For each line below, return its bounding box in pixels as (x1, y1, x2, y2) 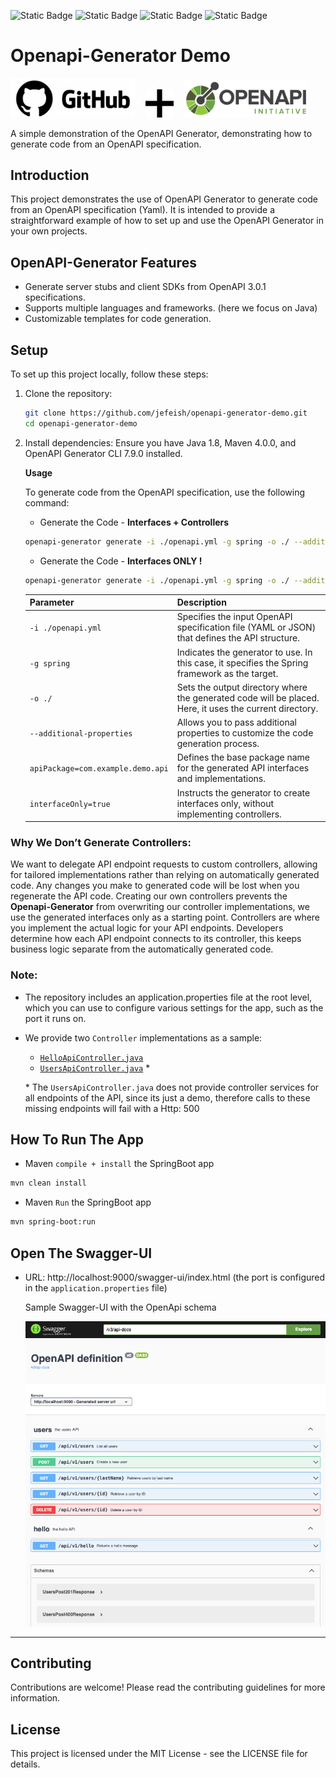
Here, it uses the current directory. (176, 702, 319, 714)
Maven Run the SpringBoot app (24, 1196, 152, 1209)
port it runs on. (24, 1012, 87, 1024)
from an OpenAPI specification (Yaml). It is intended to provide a (10, 204, 276, 216)
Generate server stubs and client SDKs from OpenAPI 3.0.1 (24, 281, 267, 293)
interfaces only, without (176, 797, 275, 809)
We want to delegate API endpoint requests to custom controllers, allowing (10, 858, 318, 870)
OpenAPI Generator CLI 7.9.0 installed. (24, 447, 183, 459)
